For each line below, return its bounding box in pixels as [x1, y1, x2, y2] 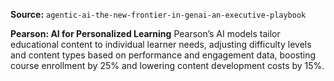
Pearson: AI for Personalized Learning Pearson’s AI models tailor [10, 28, 281, 39]
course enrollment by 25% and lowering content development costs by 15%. [10, 60, 325, 71]
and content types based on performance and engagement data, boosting [10, 49, 317, 61]
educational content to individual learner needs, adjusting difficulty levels [10, 39, 312, 50]
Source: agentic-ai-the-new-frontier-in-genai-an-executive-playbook [10, 9, 307, 20]
